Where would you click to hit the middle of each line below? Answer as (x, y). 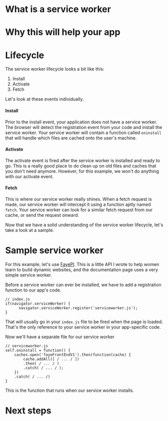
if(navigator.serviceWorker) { (38, 304)
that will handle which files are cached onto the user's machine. (71, 138)
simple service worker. (29, 275)
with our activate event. (30, 176)
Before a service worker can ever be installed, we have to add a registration (83, 285)
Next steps (28, 411)
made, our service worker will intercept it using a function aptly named (78, 204)
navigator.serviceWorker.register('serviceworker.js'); (78, 308)
